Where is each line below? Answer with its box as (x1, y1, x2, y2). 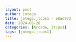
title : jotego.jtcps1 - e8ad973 (5, 16, 71, 21)
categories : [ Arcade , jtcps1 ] (5, 25, 67, 30)
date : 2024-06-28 (5, 20, 41, 26)
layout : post (5, 7, 32, 12)
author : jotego (5, 12, 36, 16)
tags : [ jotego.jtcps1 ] (5, 29, 51, 34)
